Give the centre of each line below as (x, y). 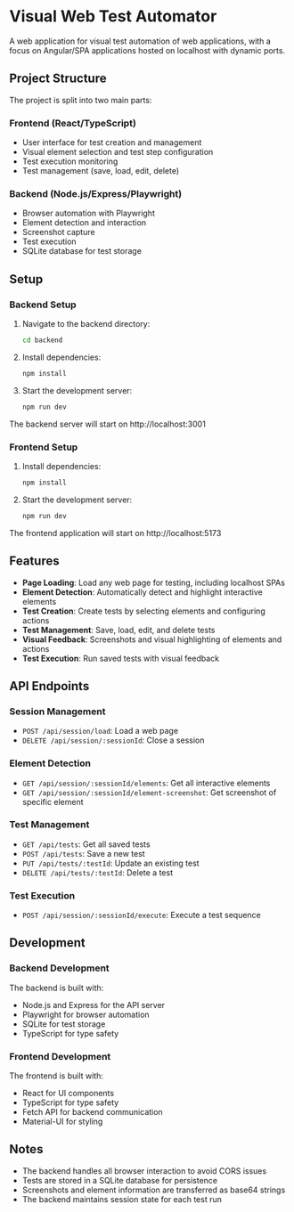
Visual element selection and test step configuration (118, 152)
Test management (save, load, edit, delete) (101, 171)
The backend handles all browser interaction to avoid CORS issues (144, 1171)
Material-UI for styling (62, 1122)
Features (34, 561)
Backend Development (59, 968)
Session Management (57, 712)
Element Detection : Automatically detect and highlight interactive (142, 592)
